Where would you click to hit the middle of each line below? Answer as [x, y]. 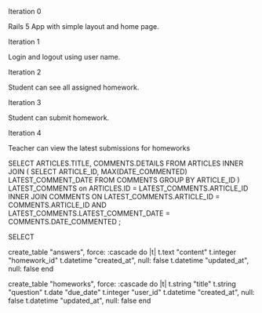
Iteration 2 [25, 72]
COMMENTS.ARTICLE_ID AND [58, 205]
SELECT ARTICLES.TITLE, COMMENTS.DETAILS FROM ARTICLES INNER [126, 163]
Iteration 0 [25, 11]
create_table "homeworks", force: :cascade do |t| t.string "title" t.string [122, 284]
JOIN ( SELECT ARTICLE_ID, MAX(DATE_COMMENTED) [98, 171]
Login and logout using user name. [64, 57]
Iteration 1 [24, 42]
